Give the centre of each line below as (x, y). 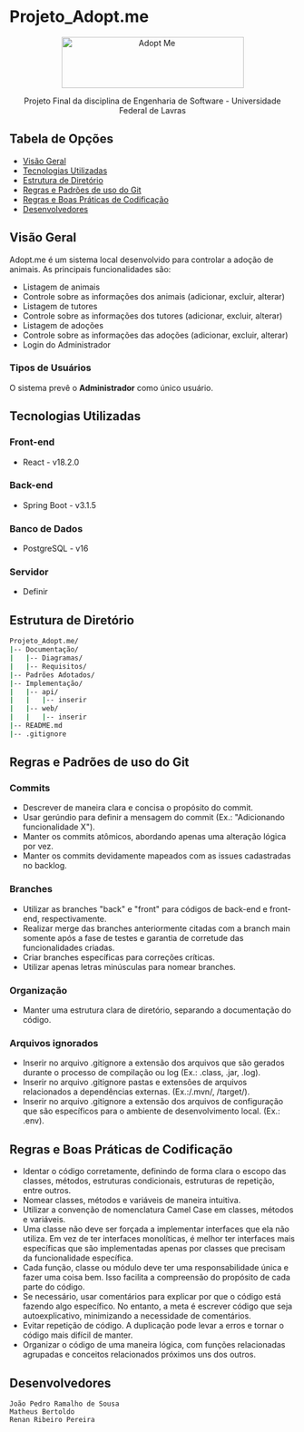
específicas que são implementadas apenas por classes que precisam (154, 1249)
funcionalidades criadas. (69, 947)
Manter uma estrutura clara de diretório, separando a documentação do (157, 1010)
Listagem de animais (61, 287)
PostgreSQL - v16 (55, 549)
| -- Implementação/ (46, 683)
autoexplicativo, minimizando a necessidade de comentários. (137, 1316)
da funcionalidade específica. (78, 1258)
